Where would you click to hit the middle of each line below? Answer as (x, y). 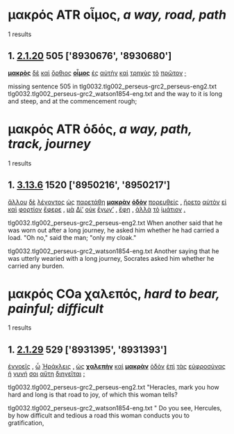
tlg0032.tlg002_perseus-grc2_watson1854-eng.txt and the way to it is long (115, 93)
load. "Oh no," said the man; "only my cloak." (72, 237)
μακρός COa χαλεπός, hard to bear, (114, 294)
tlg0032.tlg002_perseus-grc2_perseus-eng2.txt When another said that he (115, 223)
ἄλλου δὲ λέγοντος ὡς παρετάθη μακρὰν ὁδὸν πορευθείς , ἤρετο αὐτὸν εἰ (117, 202)
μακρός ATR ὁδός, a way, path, (100, 129)
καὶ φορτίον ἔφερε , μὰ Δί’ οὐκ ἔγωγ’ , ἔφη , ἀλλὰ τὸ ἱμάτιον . (97, 209)
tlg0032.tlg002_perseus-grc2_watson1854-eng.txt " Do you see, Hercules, (115, 408)
